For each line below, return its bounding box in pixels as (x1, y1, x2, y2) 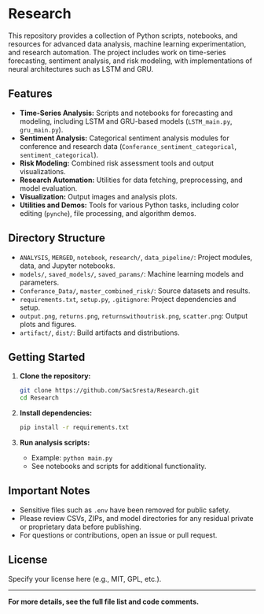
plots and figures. (19, 319, 77, 329)
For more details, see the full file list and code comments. (8, 597, 199, 606)
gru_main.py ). (19, 125, 64, 134)
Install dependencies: (19, 408, 93, 418)
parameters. (19, 277, 60, 287)
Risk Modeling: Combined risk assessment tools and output (19, 158, 214, 168)
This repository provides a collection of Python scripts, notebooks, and (8, 31, 238, 40)
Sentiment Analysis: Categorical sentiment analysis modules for (19, 133, 230, 143)
